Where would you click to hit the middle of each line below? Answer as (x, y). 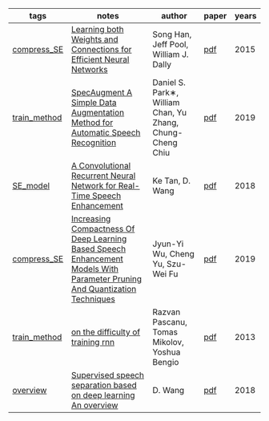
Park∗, (166, 93)
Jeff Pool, (171, 45)
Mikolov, (168, 342)
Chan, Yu (169, 113)
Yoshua (167, 352)
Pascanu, (170, 322)
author (174, 16)
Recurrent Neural (103, 176)
